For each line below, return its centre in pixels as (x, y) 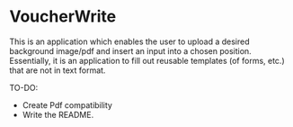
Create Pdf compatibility (67, 104)
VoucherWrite (63, 17)
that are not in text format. (58, 70)
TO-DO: (24, 87)
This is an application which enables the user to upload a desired (129, 41)
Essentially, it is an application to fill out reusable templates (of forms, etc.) (147, 60)
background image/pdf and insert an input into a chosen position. (130, 50)
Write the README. (58, 114)
